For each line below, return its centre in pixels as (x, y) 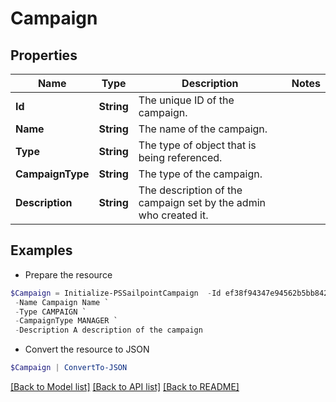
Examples (41, 250)
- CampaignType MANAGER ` (66, 321)
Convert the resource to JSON (87, 349)
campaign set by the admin (202, 202)
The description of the (190, 190)
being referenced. (180, 157)
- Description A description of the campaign (108, 330)
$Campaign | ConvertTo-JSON (69, 368)
